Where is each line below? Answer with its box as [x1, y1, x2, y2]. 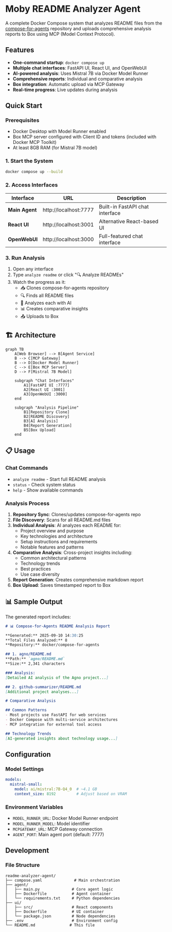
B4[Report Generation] [24, 423, 72, 428]
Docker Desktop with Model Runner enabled [12, 129, 106, 135]
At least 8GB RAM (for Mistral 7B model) [12, 144, 98, 151]
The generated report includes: [5, 613, 71, 620]
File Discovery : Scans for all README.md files [12, 517, 111, 523]
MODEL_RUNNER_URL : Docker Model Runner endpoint [12, 815, 119, 821]
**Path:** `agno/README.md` [5, 656, 66, 662]
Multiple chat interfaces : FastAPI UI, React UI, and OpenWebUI [12, 65, 147, 71]
